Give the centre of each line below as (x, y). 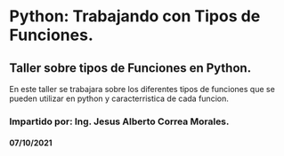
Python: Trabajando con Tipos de (135, 16)
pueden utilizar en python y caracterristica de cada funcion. (119, 98)
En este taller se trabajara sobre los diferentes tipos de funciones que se (142, 89)
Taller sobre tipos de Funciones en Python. (130, 68)
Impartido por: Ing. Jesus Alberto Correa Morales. (119, 121)
